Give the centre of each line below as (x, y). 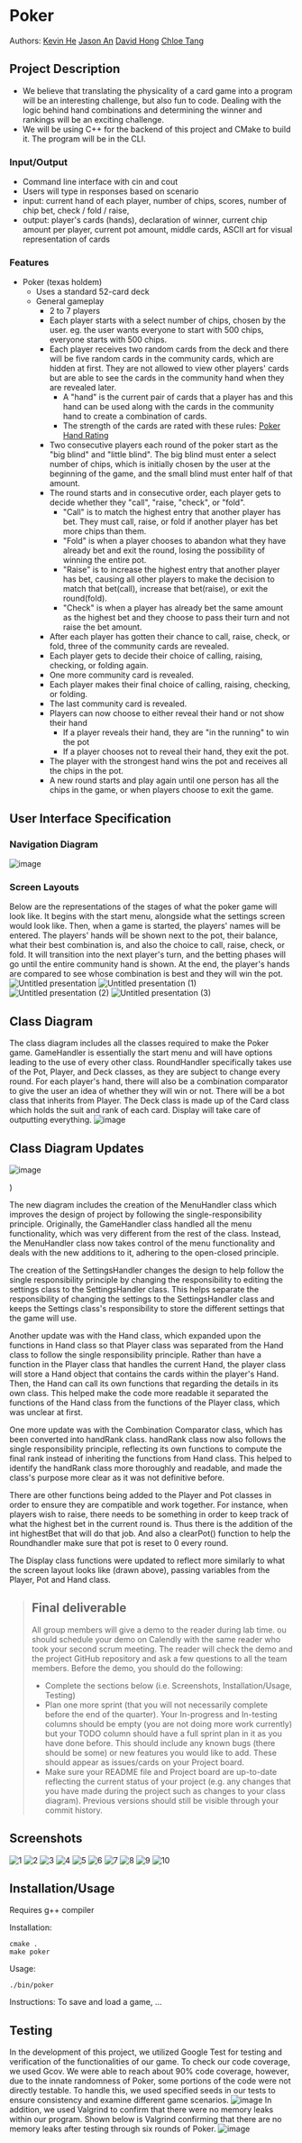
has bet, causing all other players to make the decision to (169, 579)
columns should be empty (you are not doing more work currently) (169, 1724)
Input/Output (38, 161)
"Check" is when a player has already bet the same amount (173, 608)
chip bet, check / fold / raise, (76, 211)
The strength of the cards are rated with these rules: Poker (172, 426)
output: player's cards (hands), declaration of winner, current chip (145, 220)
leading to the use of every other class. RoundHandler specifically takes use (151, 1062)
